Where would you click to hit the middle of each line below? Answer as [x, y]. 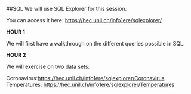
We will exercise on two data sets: [48, 66]
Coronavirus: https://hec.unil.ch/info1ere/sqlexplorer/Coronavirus [85, 78]
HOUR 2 [16, 55]
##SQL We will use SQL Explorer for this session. [67, 9]
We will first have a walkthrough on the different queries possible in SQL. [95, 43]
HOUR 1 [16, 32]
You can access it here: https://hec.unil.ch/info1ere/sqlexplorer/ [84, 20]
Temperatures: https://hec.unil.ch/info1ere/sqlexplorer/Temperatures [90, 84]
